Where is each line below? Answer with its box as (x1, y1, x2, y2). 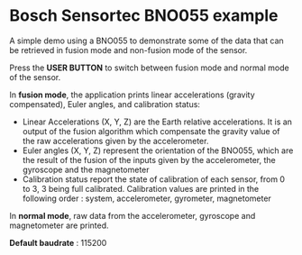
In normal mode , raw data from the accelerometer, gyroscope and (9, 210, 256, 221)
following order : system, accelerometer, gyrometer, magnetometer (22, 193, 272, 204)
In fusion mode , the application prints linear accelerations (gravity (9, 89, 255, 100)
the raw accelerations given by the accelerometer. (22, 135, 209, 146)
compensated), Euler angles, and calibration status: (9, 98, 201, 109)
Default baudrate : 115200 (9, 237, 107, 248)
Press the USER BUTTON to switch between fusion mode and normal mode (9, 62, 290, 73)
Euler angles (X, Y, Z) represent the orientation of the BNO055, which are (22, 145, 294, 156)
